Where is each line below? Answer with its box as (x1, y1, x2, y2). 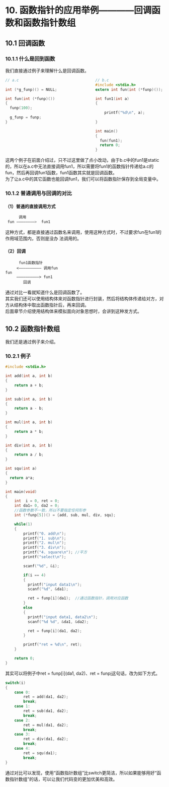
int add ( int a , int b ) (5, 373, 53, 378)
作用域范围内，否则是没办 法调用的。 (5, 235, 81, 241)
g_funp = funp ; (10, 115, 42, 120)
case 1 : (14, 704, 30, 709)
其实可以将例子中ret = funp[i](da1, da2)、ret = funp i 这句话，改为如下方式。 (5, 670, 160, 676)
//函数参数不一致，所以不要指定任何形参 (14, 508, 87, 513)
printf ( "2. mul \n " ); (23, 540, 66, 546)
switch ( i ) (5, 680, 26, 685)
